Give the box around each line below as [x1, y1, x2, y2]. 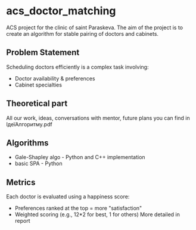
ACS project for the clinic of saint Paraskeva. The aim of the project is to [6, 24, 183, 31]
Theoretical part [6, 98, 68, 108]
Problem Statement [6, 48, 80, 58]
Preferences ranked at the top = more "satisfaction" [14, 204, 142, 212]
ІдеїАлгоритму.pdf [6, 120, 52, 128]
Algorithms [6, 138, 49, 148]
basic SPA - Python [14, 160, 63, 167]
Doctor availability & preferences [14, 74, 95, 82]
